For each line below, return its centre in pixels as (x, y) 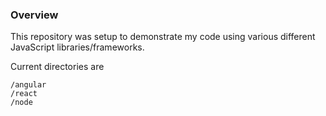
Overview (34, 15)
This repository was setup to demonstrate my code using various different (163, 37)
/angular (28, 85)
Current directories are (57, 67)
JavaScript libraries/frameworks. (77, 47)
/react (24, 94)
